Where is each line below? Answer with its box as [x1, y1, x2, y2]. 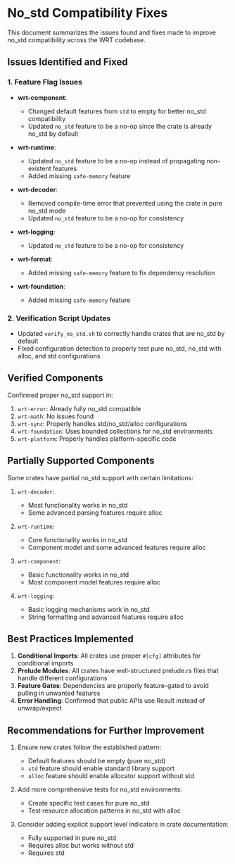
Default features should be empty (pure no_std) [27, 757, 166, 765]
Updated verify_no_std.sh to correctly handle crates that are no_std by [17, 329, 225, 337]
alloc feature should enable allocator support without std [27, 772, 195, 780]
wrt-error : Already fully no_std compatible [17, 404, 141, 413]
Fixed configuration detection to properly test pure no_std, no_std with [17, 344, 222, 353]
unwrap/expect [17, 704, 62, 713]
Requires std [27, 849, 65, 857]
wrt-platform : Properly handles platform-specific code [17, 434, 177, 443]
